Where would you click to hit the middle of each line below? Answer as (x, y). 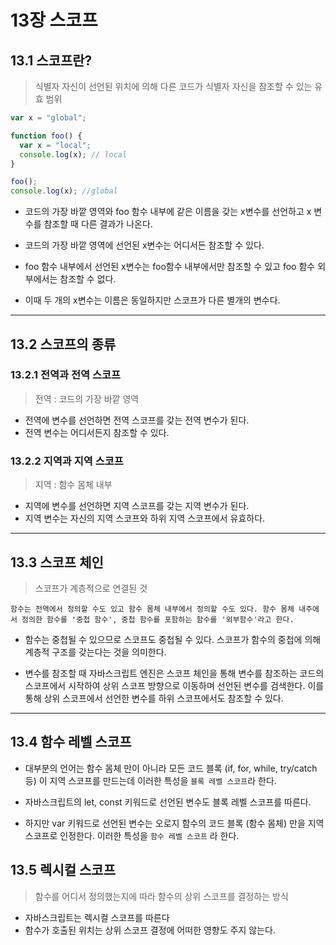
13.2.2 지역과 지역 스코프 (67, 461)
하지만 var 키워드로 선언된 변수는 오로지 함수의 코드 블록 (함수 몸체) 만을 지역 (174, 823)
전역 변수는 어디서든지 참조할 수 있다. (97, 432)
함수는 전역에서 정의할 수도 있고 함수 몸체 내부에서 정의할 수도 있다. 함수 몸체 (152, 609)
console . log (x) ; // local (73, 154)
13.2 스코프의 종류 (63, 344)
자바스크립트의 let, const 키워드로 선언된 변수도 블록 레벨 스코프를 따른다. (168, 802)
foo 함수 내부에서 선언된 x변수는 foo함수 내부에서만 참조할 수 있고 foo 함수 (170, 267)
